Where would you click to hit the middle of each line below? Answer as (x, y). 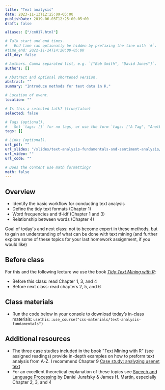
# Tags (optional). (25, 122)
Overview (20, 192)
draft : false (18, 23)
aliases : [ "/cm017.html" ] (31, 32)
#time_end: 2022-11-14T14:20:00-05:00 (45, 50)
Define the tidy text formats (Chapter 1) (52, 209)
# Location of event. (27, 95)
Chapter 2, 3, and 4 (32, 382)
